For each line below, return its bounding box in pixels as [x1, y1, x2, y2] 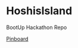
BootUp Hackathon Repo [6, 24, 67, 31]
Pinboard [6, 35, 29, 42]
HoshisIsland [6, 4, 73, 18]
